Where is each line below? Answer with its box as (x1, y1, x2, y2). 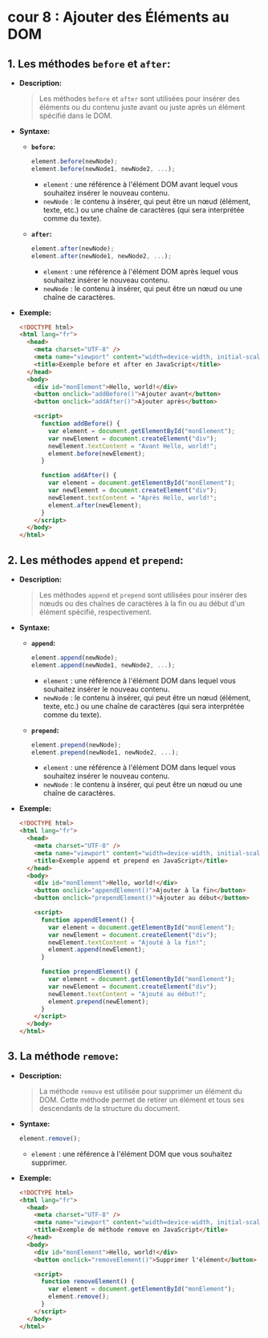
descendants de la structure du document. (39, 1103, 181, 1113)
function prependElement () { (40, 967, 139, 976)
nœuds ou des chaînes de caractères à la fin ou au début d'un (39, 598, 246, 608)
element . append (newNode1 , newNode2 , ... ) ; (30, 661, 176, 669)
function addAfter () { (40, 472, 117, 480)
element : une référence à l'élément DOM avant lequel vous (43, 179, 238, 189)
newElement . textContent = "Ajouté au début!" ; (48, 990, 207, 998)
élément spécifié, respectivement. (39, 606, 152, 617)
